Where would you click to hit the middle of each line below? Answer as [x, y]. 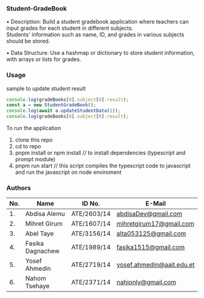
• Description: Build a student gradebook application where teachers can [98, 22]
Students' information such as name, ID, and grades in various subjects [95, 35]
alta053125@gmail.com [151, 234]
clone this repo [34, 140]
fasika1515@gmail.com [151, 248]
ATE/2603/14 [91, 214]
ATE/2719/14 [91, 265]
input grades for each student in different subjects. [70, 28]
